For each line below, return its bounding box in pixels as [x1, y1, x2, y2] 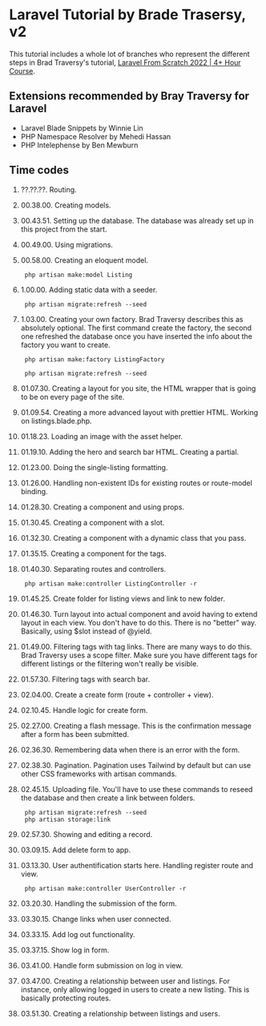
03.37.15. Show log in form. [20, 945, 110, 955]
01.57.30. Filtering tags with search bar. [20, 674, 151, 684]
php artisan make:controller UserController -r [24, 884, 187, 892]
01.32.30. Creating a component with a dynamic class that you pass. [20, 533, 247, 542]
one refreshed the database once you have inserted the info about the [20, 331, 253, 341]
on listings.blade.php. [20, 416, 92, 425]
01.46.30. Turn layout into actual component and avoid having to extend [20, 609, 258, 618]
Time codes [9, 163, 70, 177]
